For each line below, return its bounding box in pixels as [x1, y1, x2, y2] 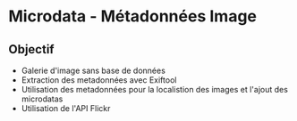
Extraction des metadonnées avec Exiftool [21, 75, 177, 85]
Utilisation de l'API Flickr [21, 103, 111, 113]
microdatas [21, 93, 64, 104]
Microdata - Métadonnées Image [8, 6, 257, 27]
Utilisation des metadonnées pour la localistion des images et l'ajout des [21, 85, 288, 94]
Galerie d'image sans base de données [21, 65, 166, 76]
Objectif [8, 42, 55, 57]
